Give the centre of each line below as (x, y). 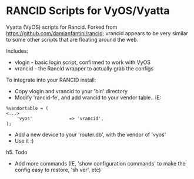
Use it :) (24, 141)
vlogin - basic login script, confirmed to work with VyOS (83, 62)
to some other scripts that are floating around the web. (72, 39)
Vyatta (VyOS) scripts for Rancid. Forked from (62, 27)
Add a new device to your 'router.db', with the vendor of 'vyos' (90, 134)
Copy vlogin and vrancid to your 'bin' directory (71, 91)
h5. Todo (17, 152)
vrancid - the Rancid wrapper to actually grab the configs (84, 68)
